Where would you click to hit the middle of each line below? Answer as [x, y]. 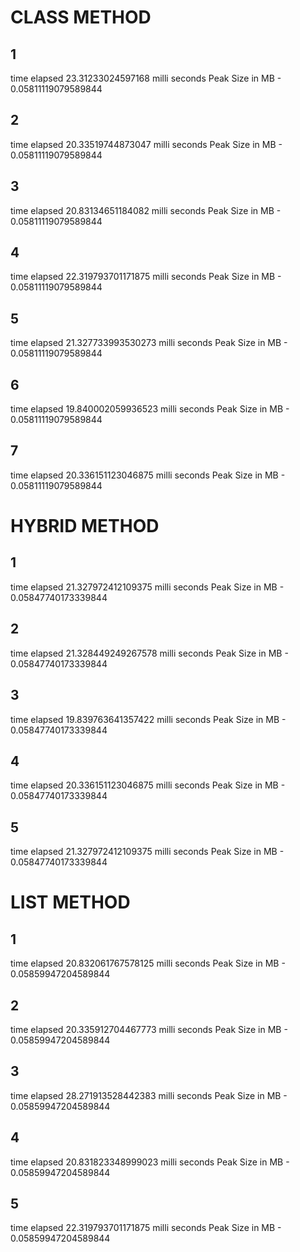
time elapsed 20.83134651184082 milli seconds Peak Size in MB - [146, 210]
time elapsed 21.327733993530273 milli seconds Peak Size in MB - [149, 343]
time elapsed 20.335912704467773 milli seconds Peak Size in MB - [149, 1029]
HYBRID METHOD [85, 526]
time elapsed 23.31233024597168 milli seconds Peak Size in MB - [146, 78]
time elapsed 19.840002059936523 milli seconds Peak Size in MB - [150, 409]
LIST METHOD [70, 902]
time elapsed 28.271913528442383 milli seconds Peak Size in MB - [149, 1095]
